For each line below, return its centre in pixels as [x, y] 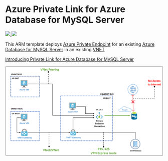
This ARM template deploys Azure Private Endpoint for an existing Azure [80, 44]
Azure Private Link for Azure [65, 9]
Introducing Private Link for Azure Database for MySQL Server [70, 59]
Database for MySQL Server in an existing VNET [55, 49]
